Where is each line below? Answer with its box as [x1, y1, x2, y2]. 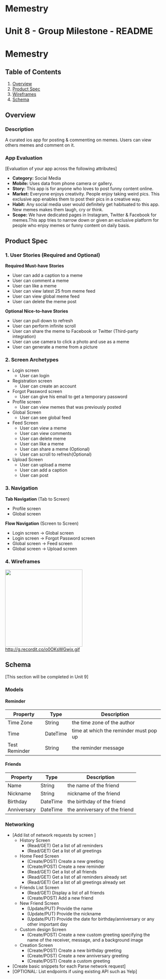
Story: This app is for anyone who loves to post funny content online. [12, 186, 154, 192]
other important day [27, 921, 68, 927]
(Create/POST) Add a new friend [27, 895, 94, 901]
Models [5, 686, 24, 693]
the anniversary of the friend [67, 806, 134, 813]
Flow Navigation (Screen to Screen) [5, 520, 79, 526]
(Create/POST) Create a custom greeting [27, 958, 110, 964]
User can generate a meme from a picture [12, 344, 98, 350]
